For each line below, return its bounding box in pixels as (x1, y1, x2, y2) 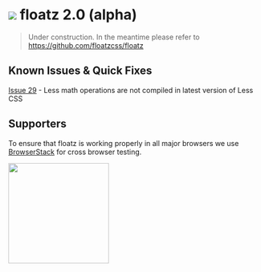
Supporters (8, 117, 67, 131)
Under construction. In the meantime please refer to (27, 32, 200, 42)
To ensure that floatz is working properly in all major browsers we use (8, 138, 239, 148)
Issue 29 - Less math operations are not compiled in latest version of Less (8, 85, 254, 95)
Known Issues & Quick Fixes (8, 64, 153, 78)
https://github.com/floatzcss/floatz (27, 40, 144, 50)
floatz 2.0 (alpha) (19, 6, 137, 24)
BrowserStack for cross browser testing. (8, 147, 142, 156)
